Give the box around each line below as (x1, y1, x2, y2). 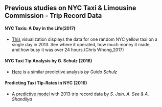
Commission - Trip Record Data (4, 12, 102, 20)
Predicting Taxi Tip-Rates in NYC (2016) (4, 80, 88, 86)
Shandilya (11, 96, 32, 102)
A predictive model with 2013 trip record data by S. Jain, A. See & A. (11, 91, 149, 97)
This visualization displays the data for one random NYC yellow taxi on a (11, 36, 158, 42)
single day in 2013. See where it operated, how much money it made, (11, 41, 151, 47)
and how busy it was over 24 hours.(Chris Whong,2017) (11, 47, 124, 53)
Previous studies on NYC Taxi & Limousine (4, 4, 137, 12)
